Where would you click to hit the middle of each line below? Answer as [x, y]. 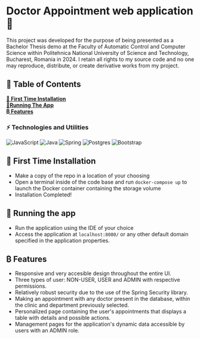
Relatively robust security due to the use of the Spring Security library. [101, 292]
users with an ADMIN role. [47, 331]
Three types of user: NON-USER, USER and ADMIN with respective [97, 280]
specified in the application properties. [62, 241]
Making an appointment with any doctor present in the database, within [102, 299]
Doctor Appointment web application [100, 11]
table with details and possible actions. [63, 318]
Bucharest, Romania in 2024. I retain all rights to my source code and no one [100, 59]
